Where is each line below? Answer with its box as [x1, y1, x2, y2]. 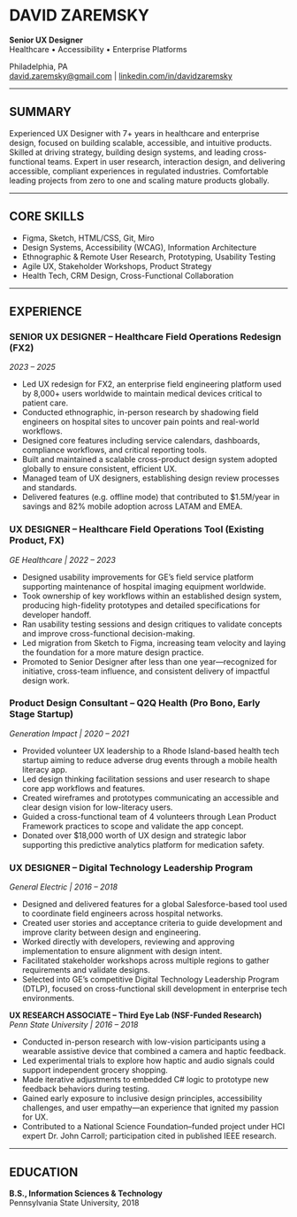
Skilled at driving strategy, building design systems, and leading [9, 147, 241, 158]
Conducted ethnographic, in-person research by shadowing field [21, 407, 259, 418]
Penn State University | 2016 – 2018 [9, 1020, 139, 1030]
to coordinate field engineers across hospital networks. [21, 908, 224, 919]
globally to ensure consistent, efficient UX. [21, 464, 178, 474]
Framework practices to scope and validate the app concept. [21, 820, 245, 831]
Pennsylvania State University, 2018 [9, 1197, 140, 1208]
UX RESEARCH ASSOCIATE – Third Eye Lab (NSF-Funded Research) [9, 1010, 263, 1021]
